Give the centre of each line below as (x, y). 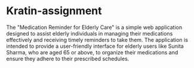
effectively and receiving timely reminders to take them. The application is (97, 40)
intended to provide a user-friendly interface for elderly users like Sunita (95, 46)
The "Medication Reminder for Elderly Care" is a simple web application (94, 27)
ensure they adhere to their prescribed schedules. (68, 59)
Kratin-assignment (54, 11)
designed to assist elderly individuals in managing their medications (90, 33)
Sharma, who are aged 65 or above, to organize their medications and (92, 52)
